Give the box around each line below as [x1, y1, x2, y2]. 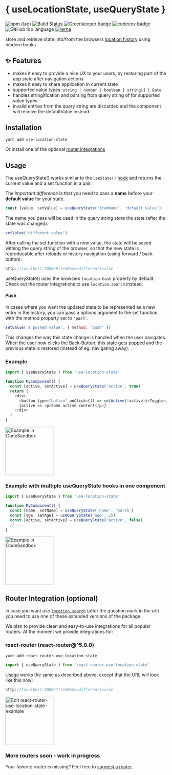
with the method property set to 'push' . [5, 315, 89, 321]
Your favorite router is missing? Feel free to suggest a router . [5, 764, 133, 770]
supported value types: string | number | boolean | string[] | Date [12, 86, 162, 93]
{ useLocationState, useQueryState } [5, 4, 166, 15]
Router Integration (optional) [5, 594, 98, 603]
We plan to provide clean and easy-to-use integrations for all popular [5, 623, 151, 629]
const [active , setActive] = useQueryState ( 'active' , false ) [10, 517, 143, 523]
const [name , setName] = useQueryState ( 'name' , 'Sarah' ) [10, 508, 134, 513]
